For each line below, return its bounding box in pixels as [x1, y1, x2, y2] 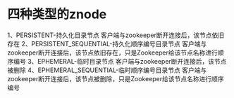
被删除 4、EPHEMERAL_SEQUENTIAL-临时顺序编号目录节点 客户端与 [7, 66, 207, 74]
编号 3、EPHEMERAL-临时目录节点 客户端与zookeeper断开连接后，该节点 [13, 57, 227, 65]
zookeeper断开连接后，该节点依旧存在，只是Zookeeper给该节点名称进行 [7, 48, 218, 57]
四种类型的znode [7, 6, 107, 22]
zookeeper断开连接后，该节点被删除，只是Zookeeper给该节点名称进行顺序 [7, 74, 224, 83]
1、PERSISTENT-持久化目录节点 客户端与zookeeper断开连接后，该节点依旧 [7, 31, 225, 39]
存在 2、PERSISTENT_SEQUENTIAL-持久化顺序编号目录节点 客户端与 [7, 39, 207, 48]
